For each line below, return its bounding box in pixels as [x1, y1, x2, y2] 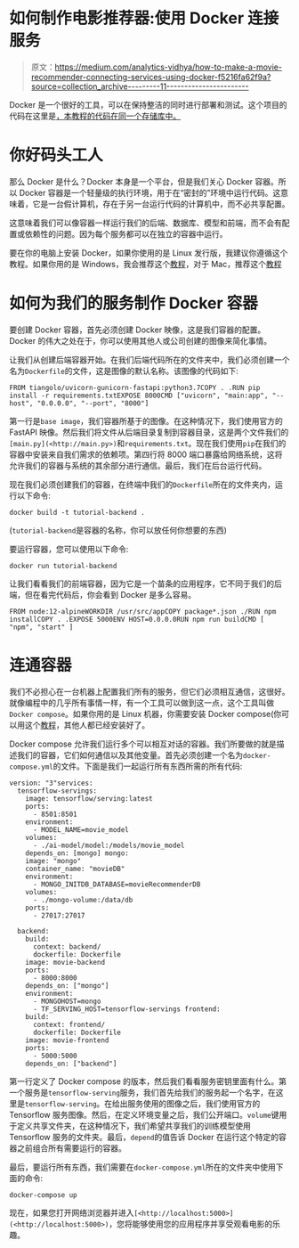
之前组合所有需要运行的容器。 [16, 1142, 126, 1154]
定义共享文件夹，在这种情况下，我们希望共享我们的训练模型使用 [16, 1120, 251, 1131]
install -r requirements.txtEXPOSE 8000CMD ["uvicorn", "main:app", [9, 391, 269, 400]
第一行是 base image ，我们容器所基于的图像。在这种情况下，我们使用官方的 [9, 415, 283, 426]
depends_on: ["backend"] [25, 1059, 117, 1068]
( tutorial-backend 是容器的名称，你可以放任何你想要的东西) [9, 525, 227, 535]
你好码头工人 [9, 145, 104, 166]
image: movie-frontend [25, 1035, 109, 1045]
